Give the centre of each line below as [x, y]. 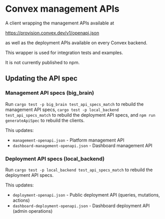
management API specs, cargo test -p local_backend [62, 109]
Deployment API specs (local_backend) [55, 158]
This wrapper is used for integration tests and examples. [64, 52]
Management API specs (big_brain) [50, 93]
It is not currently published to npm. [42, 62]
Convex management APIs [62, 9]
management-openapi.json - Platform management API [68, 140]
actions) [21, 200]
